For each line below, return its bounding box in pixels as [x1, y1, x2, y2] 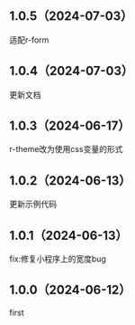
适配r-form [9, 34, 49, 45]
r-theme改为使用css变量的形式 [9, 144, 123, 155]
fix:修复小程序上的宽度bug [9, 253, 106, 264]
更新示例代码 [9, 198, 57, 210]
